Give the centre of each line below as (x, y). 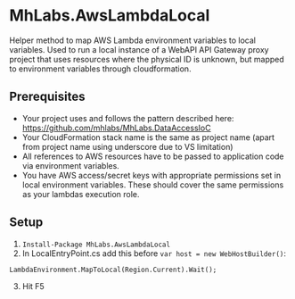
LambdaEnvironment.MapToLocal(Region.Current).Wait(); (113, 270)
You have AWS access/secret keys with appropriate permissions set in (152, 175)
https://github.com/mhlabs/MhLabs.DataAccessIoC (116, 128)
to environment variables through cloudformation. (100, 69)
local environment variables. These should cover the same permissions (153, 185)
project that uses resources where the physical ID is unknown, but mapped (147, 59)
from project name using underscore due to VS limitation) (127, 146)
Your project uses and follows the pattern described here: (128, 118)
